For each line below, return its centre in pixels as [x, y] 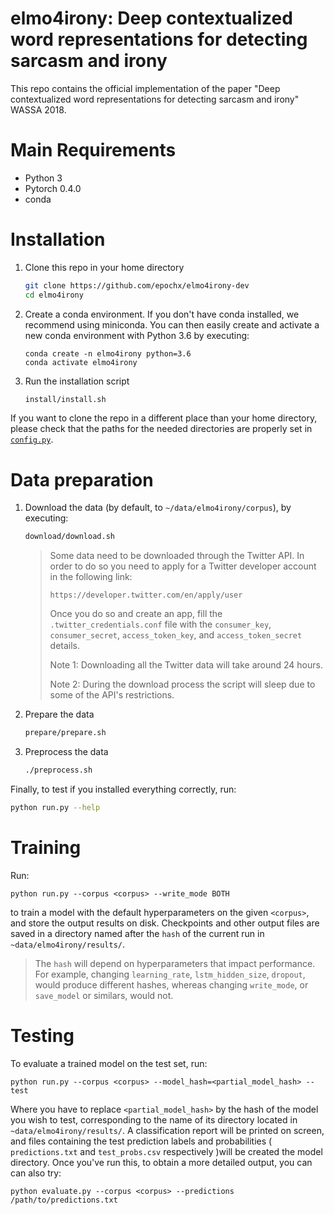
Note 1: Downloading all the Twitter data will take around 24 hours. [186, 665]
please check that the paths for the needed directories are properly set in [161, 429]
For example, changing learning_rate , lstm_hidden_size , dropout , [170, 974]
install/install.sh [65, 399]
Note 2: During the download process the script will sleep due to [182, 684]
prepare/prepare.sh [65, 733]
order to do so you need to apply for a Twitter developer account [183, 566]
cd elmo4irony [54, 295]
